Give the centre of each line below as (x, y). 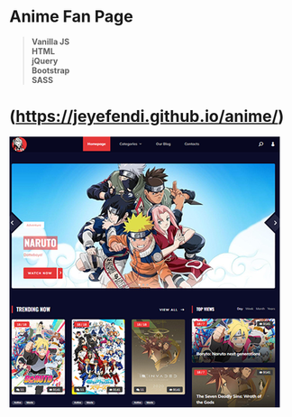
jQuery (45, 60)
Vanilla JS (50, 42)
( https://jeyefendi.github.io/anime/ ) (147, 117)
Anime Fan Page (71, 17)
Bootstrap (50, 70)
